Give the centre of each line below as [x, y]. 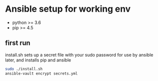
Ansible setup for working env [68, 9]
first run [18, 43]
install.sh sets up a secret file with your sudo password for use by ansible [79, 55]
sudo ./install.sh [24, 69]
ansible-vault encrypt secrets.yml [41, 73]
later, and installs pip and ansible [38, 60]
